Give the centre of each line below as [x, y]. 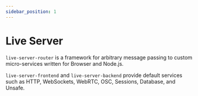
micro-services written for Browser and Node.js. [65, 63]
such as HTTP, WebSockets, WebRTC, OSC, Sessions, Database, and [91, 81]
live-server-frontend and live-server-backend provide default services [94, 75]
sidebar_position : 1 [31, 12]
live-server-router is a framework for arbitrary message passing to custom [99, 57]
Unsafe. [15, 88]
